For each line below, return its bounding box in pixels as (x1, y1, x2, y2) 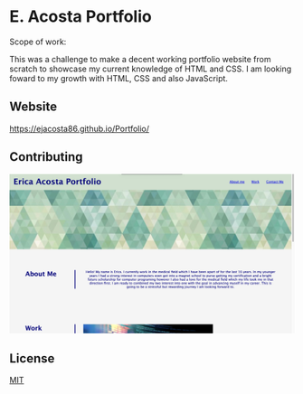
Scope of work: (9, 36, 67, 47)
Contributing (9, 149, 83, 164)
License (9, 351, 55, 366)
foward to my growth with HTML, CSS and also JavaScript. (9, 72, 229, 83)
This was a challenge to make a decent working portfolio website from (9, 53, 271, 64)
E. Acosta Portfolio (9, 6, 152, 27)
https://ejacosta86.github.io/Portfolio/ (9, 123, 150, 134)
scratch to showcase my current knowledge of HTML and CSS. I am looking (9, 63, 292, 74)
